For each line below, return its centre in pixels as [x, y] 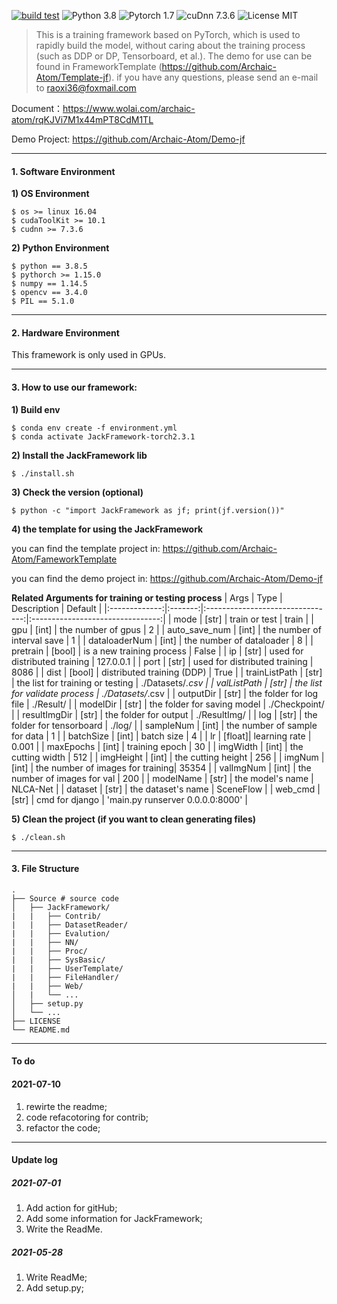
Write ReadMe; [56, 1277]
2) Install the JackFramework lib [79, 455]
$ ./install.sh [43, 473]
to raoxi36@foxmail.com [86, 88]
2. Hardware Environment [65, 332]
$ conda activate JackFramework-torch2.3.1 [103, 436]
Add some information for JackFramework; [114, 1219]
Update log [34, 1160]
